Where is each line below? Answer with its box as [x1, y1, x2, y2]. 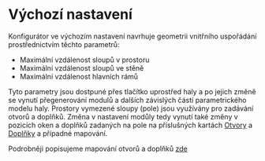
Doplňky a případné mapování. [8, 128, 108, 138]
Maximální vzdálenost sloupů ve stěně [19, 63, 144, 72]
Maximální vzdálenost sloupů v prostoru [19, 55, 150, 64]
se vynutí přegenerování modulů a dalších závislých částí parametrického [8, 95, 247, 104]
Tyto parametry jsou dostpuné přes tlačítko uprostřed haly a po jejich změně [8, 86, 256, 96]
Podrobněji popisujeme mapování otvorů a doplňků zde [8, 144, 188, 153]
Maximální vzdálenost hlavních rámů [19, 71, 139, 81]
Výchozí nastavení [8, 5, 132, 24]
